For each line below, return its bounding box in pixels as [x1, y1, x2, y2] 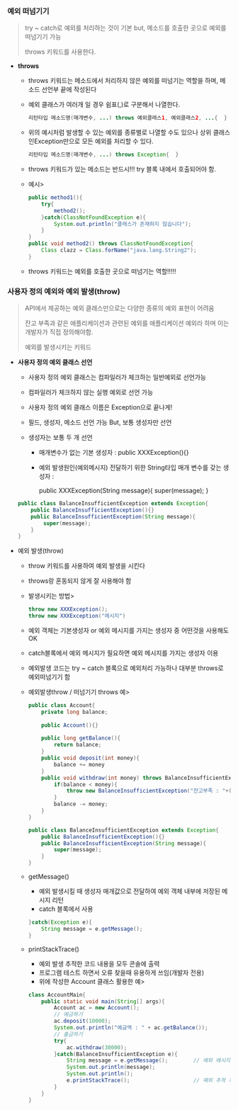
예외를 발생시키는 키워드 [24, 343, 92, 351]
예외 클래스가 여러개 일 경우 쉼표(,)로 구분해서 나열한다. [28, 101, 181, 109]
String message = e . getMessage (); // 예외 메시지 [66, 1057, 231, 1064]
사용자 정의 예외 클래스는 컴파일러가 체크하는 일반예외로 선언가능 [28, 373, 207, 382]
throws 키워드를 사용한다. [24, 47, 96, 56]
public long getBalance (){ [41, 735, 121, 742]
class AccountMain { [28, 991, 86, 998]
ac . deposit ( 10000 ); [53, 1018, 111, 1025]
